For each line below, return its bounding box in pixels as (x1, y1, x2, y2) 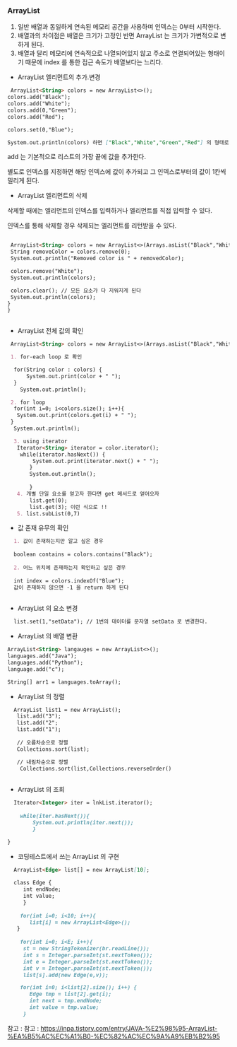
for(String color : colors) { (13, 366, 102, 373)
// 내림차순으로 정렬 (16, 759, 68, 766)
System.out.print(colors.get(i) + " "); (16, 412, 138, 419)
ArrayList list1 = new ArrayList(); (13, 706, 121, 713)
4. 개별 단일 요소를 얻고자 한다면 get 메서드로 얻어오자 (16, 490, 160, 497)
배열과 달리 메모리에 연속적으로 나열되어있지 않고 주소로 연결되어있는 (17, 49, 207, 58)
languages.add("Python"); (7, 659, 83, 666)
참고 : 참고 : (7, 1024, 39, 1032)
